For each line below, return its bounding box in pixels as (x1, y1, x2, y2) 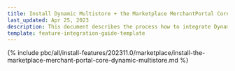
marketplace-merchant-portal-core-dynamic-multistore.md (7, 56, 178, 65)
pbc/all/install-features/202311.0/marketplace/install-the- (40, 49, 206, 57)
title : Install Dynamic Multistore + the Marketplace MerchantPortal (7, 10, 215, 17)
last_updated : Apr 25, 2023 (7, 17, 90, 24)
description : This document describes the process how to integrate (7, 23, 211, 30)
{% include (7, 49, 39, 57)
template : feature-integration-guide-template (7, 29, 145, 37)
